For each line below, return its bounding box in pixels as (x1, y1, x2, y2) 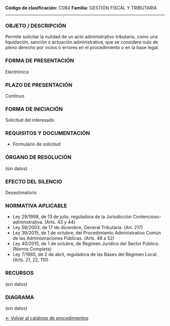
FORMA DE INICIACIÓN (5, 105, 63, 113)
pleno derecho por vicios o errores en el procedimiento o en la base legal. (5, 45, 159, 51)
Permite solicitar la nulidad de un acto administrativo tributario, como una (5, 33, 158, 40)
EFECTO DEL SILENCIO (5, 178, 62, 185)
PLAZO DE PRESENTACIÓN (5, 81, 72, 88)
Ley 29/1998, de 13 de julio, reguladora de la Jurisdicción (12, 213, 132, 220)
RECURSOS (5, 269, 34, 276)
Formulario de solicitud (12, 141, 61, 147)
